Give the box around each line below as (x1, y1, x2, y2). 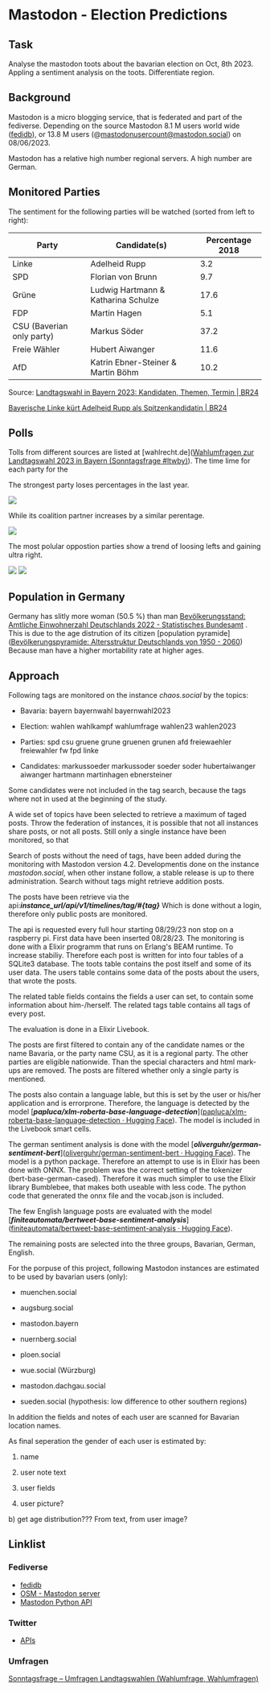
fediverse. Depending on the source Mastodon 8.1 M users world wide (8, 121, 240, 130)
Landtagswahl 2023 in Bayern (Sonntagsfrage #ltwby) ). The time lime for (8, 456, 251, 466)
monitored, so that (8, 835, 69, 845)
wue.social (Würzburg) (19, 1366, 96, 1375)
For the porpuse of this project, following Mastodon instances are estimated (8, 1264, 260, 1273)
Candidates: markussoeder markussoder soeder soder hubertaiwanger (19, 761, 256, 771)
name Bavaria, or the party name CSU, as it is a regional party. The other (8, 1049, 249, 1058)
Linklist (8, 1537, 46, 1551)
